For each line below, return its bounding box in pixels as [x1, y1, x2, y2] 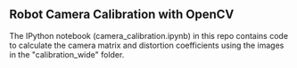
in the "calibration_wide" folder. [9, 49, 125, 60]
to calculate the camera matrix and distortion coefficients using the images [9, 40, 285, 50]
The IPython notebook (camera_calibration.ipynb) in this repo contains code [9, 30, 288, 41]
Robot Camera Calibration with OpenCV [9, 7, 235, 22]
